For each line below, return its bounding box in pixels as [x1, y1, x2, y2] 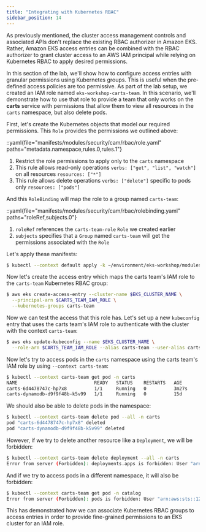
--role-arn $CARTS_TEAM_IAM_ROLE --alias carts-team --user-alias [12, 344, 185, 351]
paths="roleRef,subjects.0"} [6, 213, 77, 221]
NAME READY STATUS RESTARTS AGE [6, 379, 183, 386]
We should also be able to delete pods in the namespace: [6, 402, 151, 409]
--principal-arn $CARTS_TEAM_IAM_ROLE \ [12, 297, 116, 303]
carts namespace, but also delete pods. [6, 108, 107, 116]
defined [6, 82, 26, 89]
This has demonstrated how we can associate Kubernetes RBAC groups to [6, 507, 194, 514]
